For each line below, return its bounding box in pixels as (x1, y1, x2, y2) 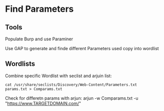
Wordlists (5, 60, 35, 68)
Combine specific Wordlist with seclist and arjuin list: (5, 73, 112, 79)
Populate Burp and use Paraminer (5, 36, 74, 42)
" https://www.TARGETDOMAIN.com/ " (5, 100, 82, 106)
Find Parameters (5, 3, 74, 15)
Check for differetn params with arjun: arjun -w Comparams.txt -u (5, 95, 138, 101)
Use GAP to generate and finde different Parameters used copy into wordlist (5, 46, 159, 51)
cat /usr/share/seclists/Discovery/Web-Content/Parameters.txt (5, 82, 137, 87)
